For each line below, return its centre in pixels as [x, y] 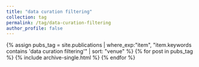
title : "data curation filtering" [49, 12]
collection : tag [26, 17]
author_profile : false [34, 28]
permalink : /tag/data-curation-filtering [59, 23]
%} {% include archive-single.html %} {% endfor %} [71, 58]
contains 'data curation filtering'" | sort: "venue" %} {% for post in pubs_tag [100, 52]
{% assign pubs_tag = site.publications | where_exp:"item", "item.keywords [99, 45]
